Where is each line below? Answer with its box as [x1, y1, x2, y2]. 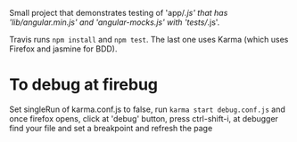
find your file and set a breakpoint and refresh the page [9, 122, 213, 133]
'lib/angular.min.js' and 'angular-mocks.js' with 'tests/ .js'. [9, 17, 220, 28]
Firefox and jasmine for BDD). [9, 43, 118, 54]
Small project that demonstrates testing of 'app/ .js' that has [9, 8, 228, 18]
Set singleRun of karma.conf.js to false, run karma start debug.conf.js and [9, 104, 285, 114]
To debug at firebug [9, 75, 159, 95]
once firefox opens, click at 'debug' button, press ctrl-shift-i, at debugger [9, 113, 279, 123]
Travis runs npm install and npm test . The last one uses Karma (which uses [9, 35, 289, 44]
